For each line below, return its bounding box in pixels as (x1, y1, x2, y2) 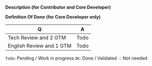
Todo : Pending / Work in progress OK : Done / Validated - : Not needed (5, 55, 148, 61)
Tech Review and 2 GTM (8, 34, 66, 41)
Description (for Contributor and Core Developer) (5, 4, 111, 10)
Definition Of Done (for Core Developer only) (5, 14, 101, 19)
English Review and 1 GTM (8, 42, 72, 49)
